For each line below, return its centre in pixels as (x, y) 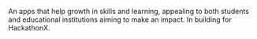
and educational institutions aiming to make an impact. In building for (120, 19)
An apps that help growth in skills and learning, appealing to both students (129, 11)
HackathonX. (29, 28)
